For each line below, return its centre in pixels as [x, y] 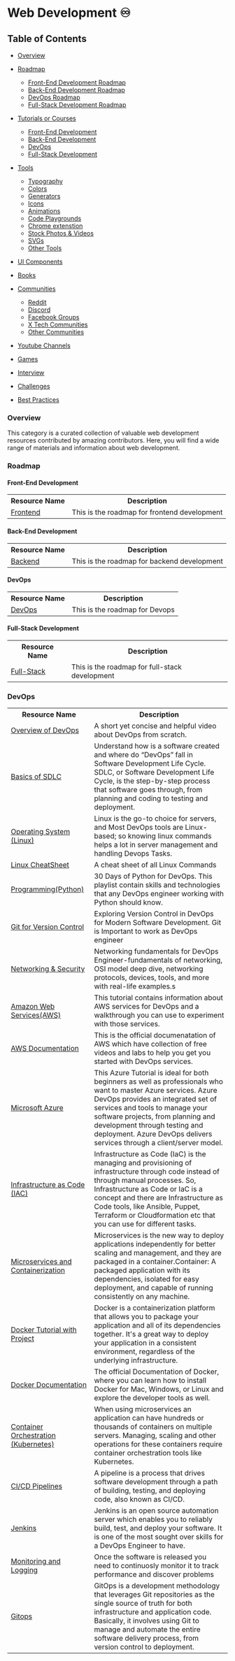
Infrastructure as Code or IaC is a [148, 1189]
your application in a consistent [145, 1343]
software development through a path [156, 1482]
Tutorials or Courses [47, 118]
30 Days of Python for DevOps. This [153, 877]
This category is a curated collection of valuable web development [103, 433]
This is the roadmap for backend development [148, 561]
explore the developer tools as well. [152, 1398]
